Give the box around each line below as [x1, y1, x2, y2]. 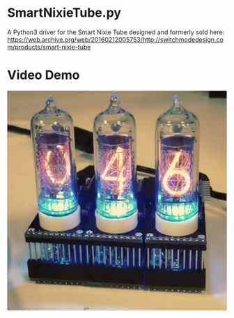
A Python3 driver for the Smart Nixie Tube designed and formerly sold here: [7, 28, 225, 36]
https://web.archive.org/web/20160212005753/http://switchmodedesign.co [7, 35, 224, 43]
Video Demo [7, 68, 80, 83]
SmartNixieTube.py [7, 5, 122, 21]
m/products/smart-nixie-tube [7, 43, 91, 51]
